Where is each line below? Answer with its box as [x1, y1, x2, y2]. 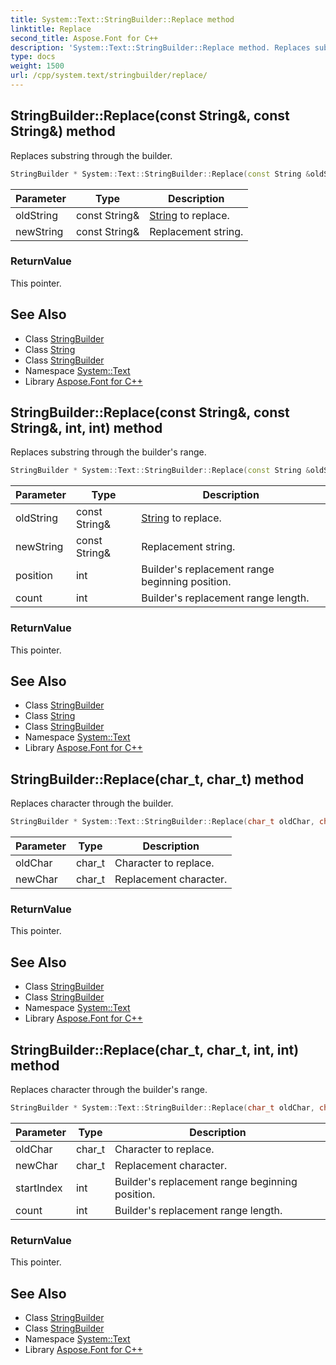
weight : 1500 [10, 61, 65, 71]
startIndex [15, 1181, 63, 1195]
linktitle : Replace [10, 24, 92, 34]
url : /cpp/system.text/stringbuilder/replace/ [10, 71, 208, 81]
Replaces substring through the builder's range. [10, 446, 207, 458]
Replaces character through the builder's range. [10, 1084, 208, 1096]
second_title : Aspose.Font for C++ [10, 33, 159, 43]
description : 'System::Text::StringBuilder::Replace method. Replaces [10, 42, 311, 53]
